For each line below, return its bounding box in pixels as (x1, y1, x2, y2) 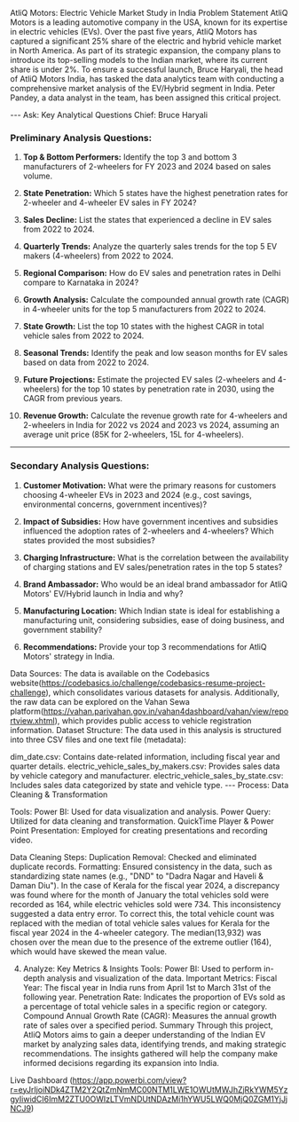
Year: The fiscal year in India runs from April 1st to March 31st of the (22, 982, 271, 992)
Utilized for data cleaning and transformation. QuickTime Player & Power (10, 816, 274, 826)
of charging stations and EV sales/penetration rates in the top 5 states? (22, 561, 283, 572)
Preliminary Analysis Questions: (10, 131, 153, 144)
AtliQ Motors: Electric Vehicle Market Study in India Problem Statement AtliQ (10, 8, 288, 18)
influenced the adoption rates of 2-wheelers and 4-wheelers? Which (22, 525, 274, 536)
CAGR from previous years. (22, 393, 123, 404)
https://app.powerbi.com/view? (72, 1074, 187, 1086)
